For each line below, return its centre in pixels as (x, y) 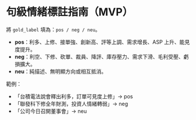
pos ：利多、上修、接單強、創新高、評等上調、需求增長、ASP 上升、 (97, 42)
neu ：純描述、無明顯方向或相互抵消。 (60, 71)
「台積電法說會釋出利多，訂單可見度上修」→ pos (74, 96)
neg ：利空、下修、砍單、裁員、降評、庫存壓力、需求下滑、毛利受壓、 (99, 56)
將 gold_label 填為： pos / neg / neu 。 (53, 29)
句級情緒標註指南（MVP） (70, 12)
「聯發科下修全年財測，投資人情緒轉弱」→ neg (71, 104)
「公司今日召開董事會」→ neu (50, 111)
